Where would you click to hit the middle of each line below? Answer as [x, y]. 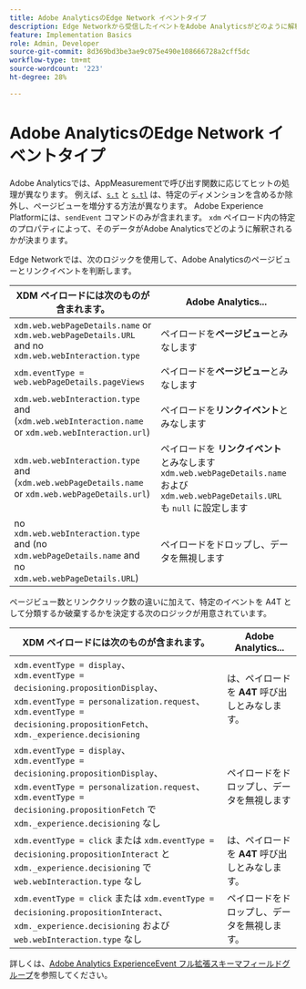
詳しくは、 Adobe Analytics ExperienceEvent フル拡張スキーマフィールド [146, 963]
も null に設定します [204, 508]
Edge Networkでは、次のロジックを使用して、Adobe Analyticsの [131, 259]
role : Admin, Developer [55, 43]
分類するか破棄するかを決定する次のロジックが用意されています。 [148, 613]
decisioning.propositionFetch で [85, 809]
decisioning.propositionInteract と [92, 853]
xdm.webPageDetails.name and [77, 555]
